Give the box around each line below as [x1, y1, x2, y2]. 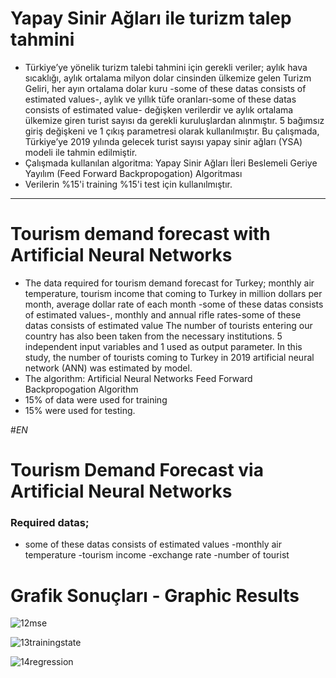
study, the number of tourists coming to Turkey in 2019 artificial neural [24, 351, 315, 363]
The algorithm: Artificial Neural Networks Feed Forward [24, 372, 253, 384]
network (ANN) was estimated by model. [24, 362, 193, 374]
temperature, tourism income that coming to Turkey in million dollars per [24, 287, 323, 299]
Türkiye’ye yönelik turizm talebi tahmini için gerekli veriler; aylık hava [24, 61, 308, 73]
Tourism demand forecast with [10, 223, 271, 246]
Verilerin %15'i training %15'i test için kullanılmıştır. [24, 178, 233, 190]
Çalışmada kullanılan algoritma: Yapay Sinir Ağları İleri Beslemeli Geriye [24, 157, 318, 169]
